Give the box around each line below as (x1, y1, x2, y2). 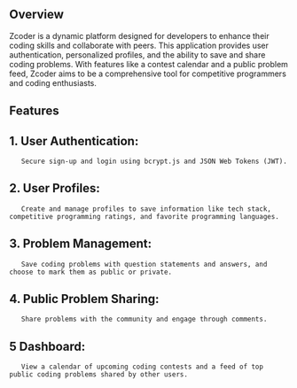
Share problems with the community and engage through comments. (20, 314, 268, 324)
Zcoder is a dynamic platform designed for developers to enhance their (9, 30, 270, 41)
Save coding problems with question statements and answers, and (20, 260, 268, 268)
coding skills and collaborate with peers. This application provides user (9, 40, 269, 50)
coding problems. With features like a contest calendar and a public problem (9, 58, 288, 69)
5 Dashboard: (9, 338, 86, 353)
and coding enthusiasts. (9, 77, 98, 88)
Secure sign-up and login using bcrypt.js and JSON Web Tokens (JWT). (20, 157, 288, 167)
